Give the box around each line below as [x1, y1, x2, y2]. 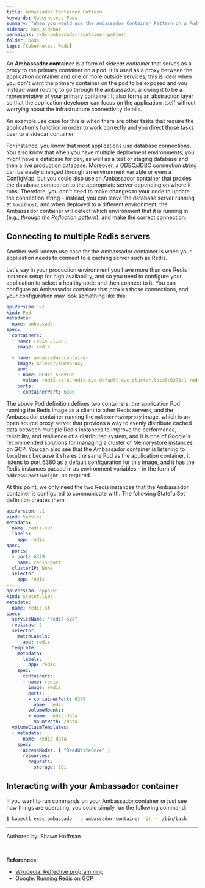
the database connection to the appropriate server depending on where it [6, 181, 191, 188]
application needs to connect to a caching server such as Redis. [6, 254, 168, 261]
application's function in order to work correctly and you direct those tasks [6, 124, 194, 131]
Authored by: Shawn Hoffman [6, 832, 81, 840]
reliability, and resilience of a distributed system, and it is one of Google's [6, 432, 191, 439]
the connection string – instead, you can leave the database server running [6, 194, 195, 201]
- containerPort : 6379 [28, 696, 86, 702]
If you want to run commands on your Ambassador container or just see [6, 797, 187, 805]
